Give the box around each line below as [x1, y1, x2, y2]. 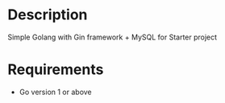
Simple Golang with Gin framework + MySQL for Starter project [7, 32, 218, 42]
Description [7, 6, 88, 24]
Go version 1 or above [19, 87, 92, 97]
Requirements [7, 60, 104, 79]
